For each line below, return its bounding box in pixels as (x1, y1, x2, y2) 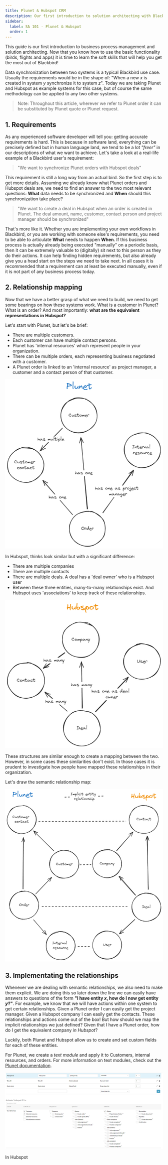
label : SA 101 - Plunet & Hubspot (9, 24, 81, 29)
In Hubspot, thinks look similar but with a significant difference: (5, 553, 135, 559)
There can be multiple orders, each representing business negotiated (12, 353, 155, 359)
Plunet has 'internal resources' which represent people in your (12, 342, 141, 348)
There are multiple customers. (12, 332, 75, 338)
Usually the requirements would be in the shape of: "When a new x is (5, 75, 147, 81)
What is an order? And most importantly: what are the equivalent (5, 307, 140, 313)
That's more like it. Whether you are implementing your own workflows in (5, 226, 156, 232)
